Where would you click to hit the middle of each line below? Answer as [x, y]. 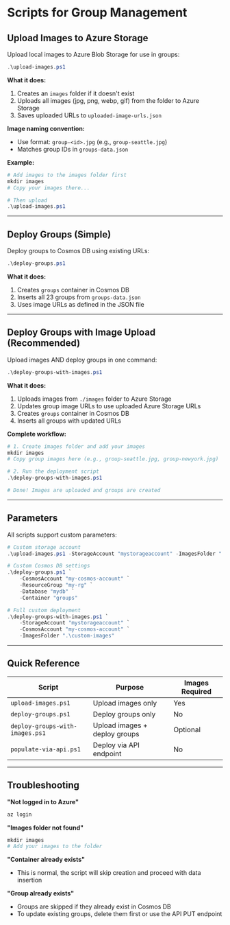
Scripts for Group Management [97, 13]
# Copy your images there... [49, 188]
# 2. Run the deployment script [53, 471]
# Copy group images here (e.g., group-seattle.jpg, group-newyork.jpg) [113, 459]
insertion [29, 880]
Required [196, 691]
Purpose [130, 687]
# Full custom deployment [44, 610]
